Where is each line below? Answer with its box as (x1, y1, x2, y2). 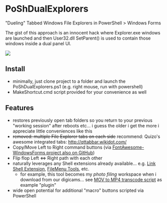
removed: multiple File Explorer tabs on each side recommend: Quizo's (12, 133, 160, 140)
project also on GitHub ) (46, 149, 95, 155)
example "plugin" (20, 182, 57, 188)
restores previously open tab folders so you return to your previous (12, 117, 153, 123)
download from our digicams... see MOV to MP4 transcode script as (20, 176, 162, 183)
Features (5, 104, 34, 112)
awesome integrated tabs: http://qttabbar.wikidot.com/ (12, 139, 127, 145)
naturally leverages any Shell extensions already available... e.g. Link (12, 160, 156, 166)
